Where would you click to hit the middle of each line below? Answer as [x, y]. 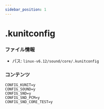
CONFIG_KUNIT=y [20, 85]
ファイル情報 [20, 49]
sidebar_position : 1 [26, 9]
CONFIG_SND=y [18, 93]
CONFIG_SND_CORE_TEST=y [29, 102]
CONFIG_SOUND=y [20, 89]
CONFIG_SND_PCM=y [22, 98]
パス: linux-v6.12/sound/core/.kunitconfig [55, 61]
